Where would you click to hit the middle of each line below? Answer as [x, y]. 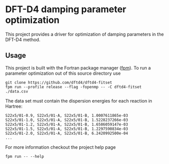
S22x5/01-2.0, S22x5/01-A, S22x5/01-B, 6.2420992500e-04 [67, 133]
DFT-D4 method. [23, 40]
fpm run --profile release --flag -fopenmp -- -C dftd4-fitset [74, 87]
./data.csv [17, 91]
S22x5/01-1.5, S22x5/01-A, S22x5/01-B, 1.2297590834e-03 [67, 129]
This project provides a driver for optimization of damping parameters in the [84, 34]
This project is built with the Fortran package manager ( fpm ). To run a [78, 68]
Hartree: [14, 106]
